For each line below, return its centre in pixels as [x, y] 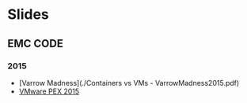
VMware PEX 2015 [49, 91]
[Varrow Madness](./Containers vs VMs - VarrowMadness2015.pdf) [129, 83]
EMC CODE [36, 44]
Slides [28, 15]
